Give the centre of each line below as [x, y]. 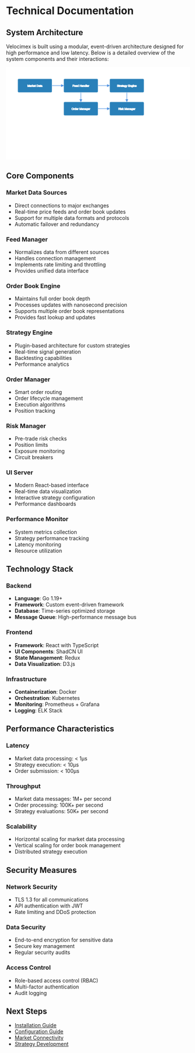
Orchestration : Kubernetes [47, 698]
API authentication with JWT [49, 906]
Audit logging [31, 993]
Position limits [31, 445]
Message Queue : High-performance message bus [75, 617]
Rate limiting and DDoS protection [55, 912]
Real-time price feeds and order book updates [70, 212]
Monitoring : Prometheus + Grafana [57, 704]
